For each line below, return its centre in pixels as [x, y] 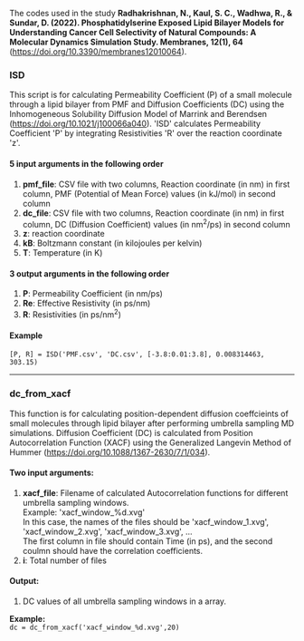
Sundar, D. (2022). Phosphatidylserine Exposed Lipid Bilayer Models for [147, 23]
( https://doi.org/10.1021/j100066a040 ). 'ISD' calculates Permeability [135, 124]
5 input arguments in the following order [87, 163]
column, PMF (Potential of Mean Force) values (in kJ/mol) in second [149, 193]
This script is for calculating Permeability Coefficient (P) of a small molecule [151, 95]
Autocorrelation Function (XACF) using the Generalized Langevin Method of [151, 442]
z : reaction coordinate [64, 234]
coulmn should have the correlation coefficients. [113, 550]
